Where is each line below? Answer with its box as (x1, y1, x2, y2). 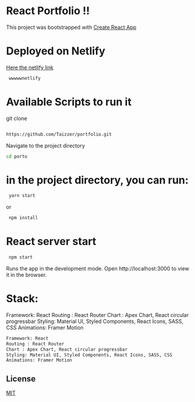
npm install (8, 215, 38, 221)
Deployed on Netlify (6, 44, 105, 58)
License (6, 374, 36, 384)
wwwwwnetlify (8, 75, 41, 81)
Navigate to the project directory (6, 142, 85, 149)
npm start (8, 254, 33, 260)
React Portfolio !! (6, 4, 90, 18)
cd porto (6, 153, 28, 159)
